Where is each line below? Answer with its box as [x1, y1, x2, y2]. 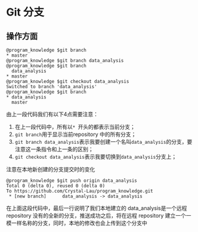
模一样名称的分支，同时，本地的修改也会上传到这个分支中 [6, 219, 147, 227]
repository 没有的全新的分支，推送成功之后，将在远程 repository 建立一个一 [6, 212, 192, 219]
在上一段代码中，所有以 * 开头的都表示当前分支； [14, 123, 136, 130]
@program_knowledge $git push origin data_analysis [6, 178, 137, 184]
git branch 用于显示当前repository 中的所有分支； [14, 131, 137, 138]
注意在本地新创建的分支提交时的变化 [6, 166, 95, 173]
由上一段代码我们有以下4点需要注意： [6, 111, 99, 117]
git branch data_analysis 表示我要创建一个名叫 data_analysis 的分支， [14, 138, 187, 145]
